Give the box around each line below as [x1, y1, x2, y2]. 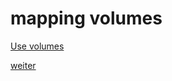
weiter [10, 59, 37, 71]
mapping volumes [10, 7, 163, 30]
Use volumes [10, 40, 65, 52]
